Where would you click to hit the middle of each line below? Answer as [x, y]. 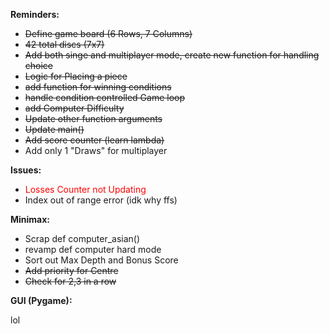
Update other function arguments [93, 118]
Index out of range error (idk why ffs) [101, 200]
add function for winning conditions [98, 87]
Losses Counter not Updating [85, 189]
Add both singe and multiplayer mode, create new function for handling [172, 55]
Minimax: [30, 219]
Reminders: [35, 14]
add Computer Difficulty [74, 108]
